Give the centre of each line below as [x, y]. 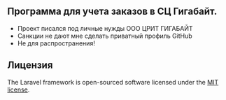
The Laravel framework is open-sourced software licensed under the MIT [113, 82]
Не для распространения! [56, 43]
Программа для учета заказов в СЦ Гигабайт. [112, 12]
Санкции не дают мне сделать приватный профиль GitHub [105, 36]
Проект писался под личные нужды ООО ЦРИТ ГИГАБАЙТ [105, 28]
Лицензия [30, 65]
